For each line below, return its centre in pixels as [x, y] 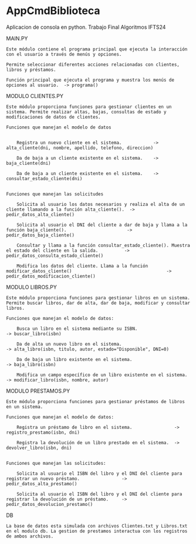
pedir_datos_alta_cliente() [40, 214]
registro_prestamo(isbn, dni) [43, 433]
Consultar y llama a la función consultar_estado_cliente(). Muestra [104, 245]
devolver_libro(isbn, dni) [39, 448]
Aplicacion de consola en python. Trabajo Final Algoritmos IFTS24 [86, 27]
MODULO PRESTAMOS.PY [38, 391]
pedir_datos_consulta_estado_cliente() [55, 256]
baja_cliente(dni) [28, 163]
